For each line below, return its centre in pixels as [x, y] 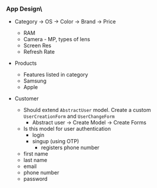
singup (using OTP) [56, 141]
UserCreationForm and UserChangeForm [69, 116]
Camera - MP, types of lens [57, 39]
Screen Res [37, 45]
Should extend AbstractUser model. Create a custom [87, 110]
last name [35, 160]
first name [36, 154]
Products [26, 63]
